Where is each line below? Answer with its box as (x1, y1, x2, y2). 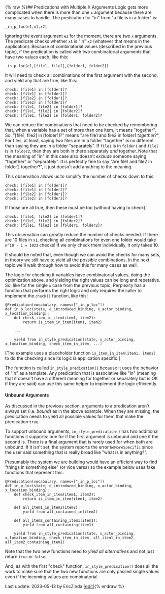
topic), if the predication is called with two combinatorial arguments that (5, 49, 151, 54)
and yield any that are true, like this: (5, 78, 78, 83)
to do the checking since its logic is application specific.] (5, 355, 121, 361)
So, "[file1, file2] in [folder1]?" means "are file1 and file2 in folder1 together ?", (5, 132, 160, 138)
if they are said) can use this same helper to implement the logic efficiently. (5, 381, 158, 387)
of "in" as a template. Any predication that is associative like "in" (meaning (5, 370, 156, 376)
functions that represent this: (5, 470, 64, 476)
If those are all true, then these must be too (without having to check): (5, 205, 147, 210)
